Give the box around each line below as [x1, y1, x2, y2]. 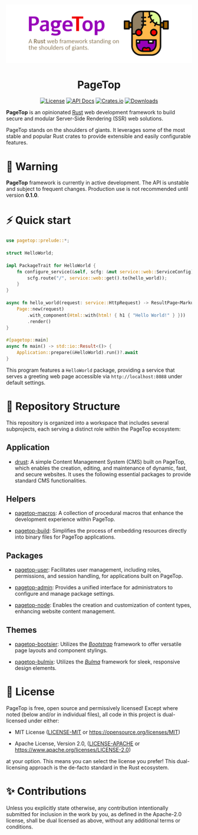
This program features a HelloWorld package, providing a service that [6, 367, 175, 374]
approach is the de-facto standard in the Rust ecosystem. [29, 764, 169, 771]
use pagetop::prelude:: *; [6, 237, 70, 244]
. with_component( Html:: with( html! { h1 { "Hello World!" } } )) [27, 312, 186, 318]
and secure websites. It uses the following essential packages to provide [14, 470, 192, 478]
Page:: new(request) [16, 306, 65, 312]
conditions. [6, 823, 34, 830]
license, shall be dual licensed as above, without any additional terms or [6, 817, 181, 824]
